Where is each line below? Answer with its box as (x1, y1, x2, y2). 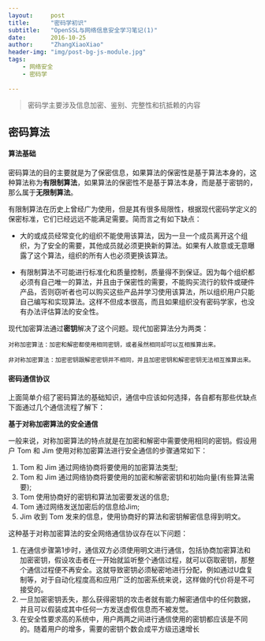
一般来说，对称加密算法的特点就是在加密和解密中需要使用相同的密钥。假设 (8, 436, 250, 445)
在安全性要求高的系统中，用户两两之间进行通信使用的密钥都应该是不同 (19, 614, 248, 624)
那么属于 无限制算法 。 (8, 188, 77, 197)
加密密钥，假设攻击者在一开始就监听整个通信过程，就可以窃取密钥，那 (19, 555, 248, 565)
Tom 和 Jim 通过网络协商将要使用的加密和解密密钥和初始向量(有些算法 (19, 472, 248, 482)
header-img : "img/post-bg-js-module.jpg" (8, 48, 147, 56)
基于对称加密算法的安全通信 (8, 419, 99, 429)
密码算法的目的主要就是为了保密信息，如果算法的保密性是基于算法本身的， (8, 168, 250, 177)
